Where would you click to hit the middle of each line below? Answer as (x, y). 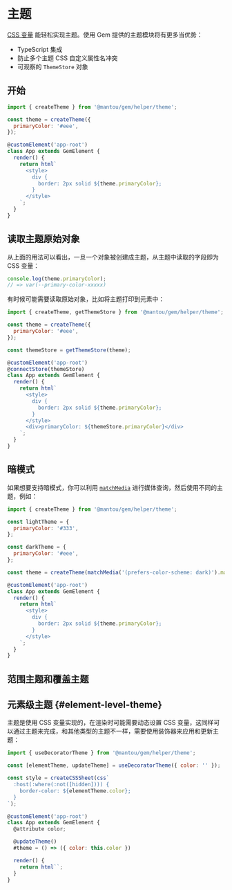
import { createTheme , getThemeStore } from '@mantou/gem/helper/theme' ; (116, 312)
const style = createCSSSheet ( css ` (58, 778)
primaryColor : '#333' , (46, 528)
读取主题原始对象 (43, 239)
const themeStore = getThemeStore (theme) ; (69, 350)
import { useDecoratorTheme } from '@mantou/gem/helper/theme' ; (101, 753)
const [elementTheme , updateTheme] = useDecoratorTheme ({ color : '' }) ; (114, 765)
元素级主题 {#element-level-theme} (85, 705)
